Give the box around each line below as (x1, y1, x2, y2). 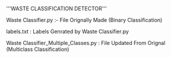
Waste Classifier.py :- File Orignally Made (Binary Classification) (6, 17, 163, 23)
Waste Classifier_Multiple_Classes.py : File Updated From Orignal (6, 40, 166, 46)
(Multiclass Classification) (6, 46, 69, 53)
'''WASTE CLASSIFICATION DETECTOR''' (6, 5, 107, 12)
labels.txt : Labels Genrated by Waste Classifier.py (6, 28, 129, 35)
